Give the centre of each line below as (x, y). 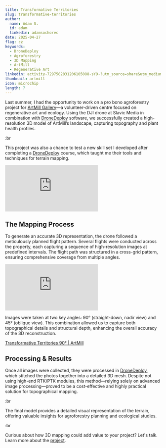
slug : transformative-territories (41, 14)
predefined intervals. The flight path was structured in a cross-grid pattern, (82, 252)
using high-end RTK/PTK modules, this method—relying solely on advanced (83, 381)
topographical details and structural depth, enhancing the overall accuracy (81, 328)
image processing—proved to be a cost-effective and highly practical (76, 386)
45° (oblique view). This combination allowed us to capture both (70, 323)
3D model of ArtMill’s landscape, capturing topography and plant (92, 123)
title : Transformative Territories (42, 10)
